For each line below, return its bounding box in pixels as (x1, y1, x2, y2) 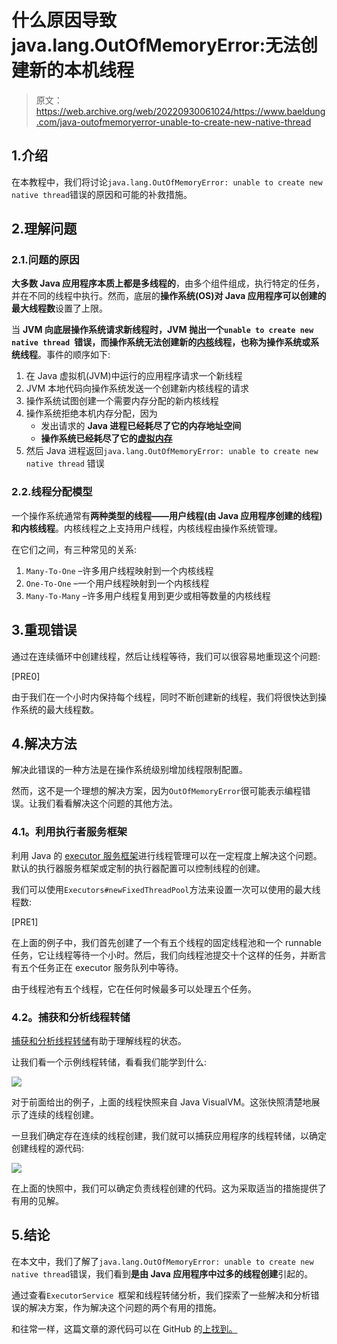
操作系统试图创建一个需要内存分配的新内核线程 (25, 395, 219, 407)
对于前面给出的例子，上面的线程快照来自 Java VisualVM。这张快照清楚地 (11, 1096, 312, 1108)
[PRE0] (11, 670, 41, 682)
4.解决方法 (11, 735, 78, 752)
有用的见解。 (11, 1194, 64, 1206)
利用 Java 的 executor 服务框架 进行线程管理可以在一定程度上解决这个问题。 (11, 849, 323, 861)
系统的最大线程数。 (19, 703, 99, 715)
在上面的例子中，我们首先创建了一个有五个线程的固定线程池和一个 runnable (11, 936, 323, 948)
